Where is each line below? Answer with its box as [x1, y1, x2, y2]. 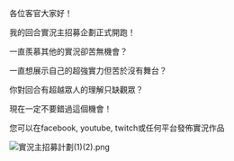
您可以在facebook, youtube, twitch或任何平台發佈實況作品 [9, 122, 225, 133]
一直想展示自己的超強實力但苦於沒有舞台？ [9, 66, 167, 76]
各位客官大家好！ [9, 8, 73, 18]
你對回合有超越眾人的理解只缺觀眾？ [9, 85, 144, 94]
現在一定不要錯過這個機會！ [9, 103, 112, 114]
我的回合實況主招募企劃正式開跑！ [9, 27, 136, 38]
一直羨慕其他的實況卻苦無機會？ [9, 46, 128, 57]
